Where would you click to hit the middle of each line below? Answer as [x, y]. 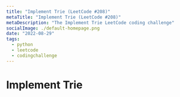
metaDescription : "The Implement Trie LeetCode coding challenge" [90, 22]
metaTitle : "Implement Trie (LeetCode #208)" [63, 17]
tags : [13, 39]
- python [22, 45]
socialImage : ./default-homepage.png [53, 28]
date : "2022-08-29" [30, 34]
